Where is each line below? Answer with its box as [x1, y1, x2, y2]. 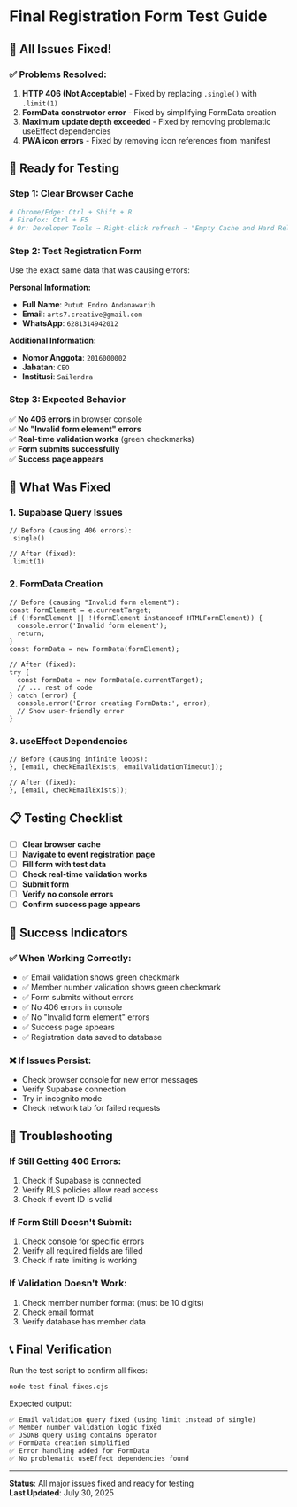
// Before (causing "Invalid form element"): [9, 598, 179, 607]
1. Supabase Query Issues [9, 507, 123, 519]
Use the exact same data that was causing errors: [9, 265, 190, 276]
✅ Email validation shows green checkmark [21, 972, 180, 983]
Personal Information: [9, 282, 91, 293]
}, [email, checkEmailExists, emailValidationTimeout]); [9, 763, 224, 772]
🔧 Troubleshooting [9, 1128, 113, 1144]
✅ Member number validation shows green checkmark [21, 982, 221, 992]
